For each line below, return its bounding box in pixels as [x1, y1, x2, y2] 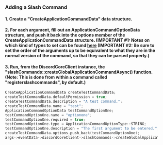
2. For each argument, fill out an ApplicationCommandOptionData [5, 27, 140, 33]
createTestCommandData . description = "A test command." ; [5, 99, 123, 104]
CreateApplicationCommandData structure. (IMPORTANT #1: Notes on [5, 37, 150, 43]
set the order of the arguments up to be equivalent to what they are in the [5, 48, 155, 53]
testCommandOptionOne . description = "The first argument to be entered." [5, 126, 158, 131]
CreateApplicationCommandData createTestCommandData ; [5, 90, 116, 95]
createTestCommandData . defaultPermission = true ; [5, 95, 108, 99]
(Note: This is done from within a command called [5, 74, 108, 80]
